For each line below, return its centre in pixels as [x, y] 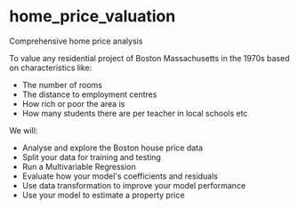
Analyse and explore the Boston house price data [112, 148]
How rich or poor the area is [73, 103]
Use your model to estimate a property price [103, 195]
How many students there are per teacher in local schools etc [135, 113]
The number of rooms [62, 84]
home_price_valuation [93, 16]
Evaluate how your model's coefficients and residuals [120, 176]
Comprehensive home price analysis [76, 41]
